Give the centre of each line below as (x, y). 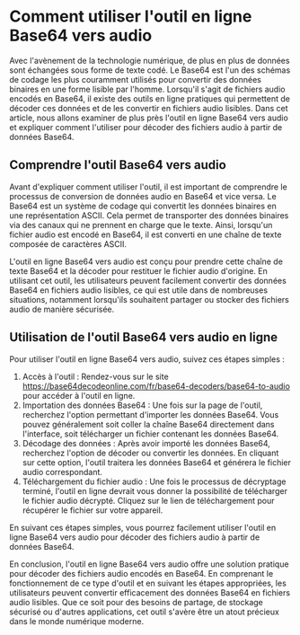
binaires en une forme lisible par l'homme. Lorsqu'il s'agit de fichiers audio (147, 89)
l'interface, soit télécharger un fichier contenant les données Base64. (150, 434)
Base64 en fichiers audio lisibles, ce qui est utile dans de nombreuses (138, 290)
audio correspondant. (62, 472)
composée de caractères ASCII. (68, 243)
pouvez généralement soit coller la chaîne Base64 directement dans (148, 424)
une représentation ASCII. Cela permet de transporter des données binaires (149, 215)
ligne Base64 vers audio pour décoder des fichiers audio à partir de (135, 537)
